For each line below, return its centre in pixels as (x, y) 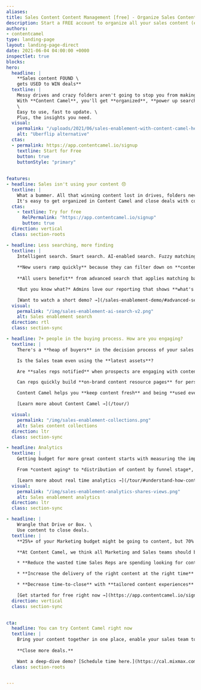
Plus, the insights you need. (55, 117)
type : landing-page (31, 39)
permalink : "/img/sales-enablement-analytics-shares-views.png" (99, 491)
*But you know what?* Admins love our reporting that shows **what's (106, 289)
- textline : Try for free (49, 212)
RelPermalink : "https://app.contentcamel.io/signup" (89, 218)
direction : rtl (31, 323)
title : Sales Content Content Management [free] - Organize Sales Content (101, 17)
